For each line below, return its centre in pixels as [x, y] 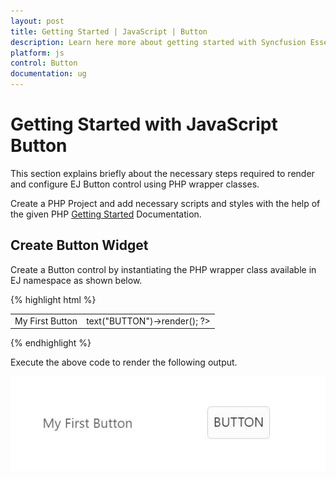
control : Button [44, 63]
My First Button [46, 321]
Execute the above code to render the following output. [124, 362]
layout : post [37, 21]
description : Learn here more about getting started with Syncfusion [158, 42]
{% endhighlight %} [51, 343]
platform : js [37, 53]
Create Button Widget [79, 245]
